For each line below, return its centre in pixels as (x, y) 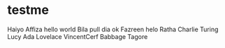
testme (28, 10)
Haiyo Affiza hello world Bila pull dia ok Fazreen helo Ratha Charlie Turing (113, 29)
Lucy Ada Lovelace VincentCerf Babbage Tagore (78, 36)
